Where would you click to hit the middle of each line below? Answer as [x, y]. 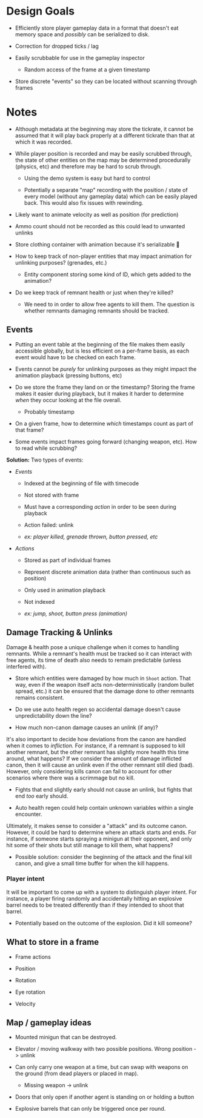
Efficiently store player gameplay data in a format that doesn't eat [97, 28]
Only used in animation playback [65, 590]
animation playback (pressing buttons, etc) [68, 375]
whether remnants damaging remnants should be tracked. [97, 311]
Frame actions [33, 957]
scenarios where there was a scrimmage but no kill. [71, 778]
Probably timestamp [49, 412]
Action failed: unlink [49, 524]
